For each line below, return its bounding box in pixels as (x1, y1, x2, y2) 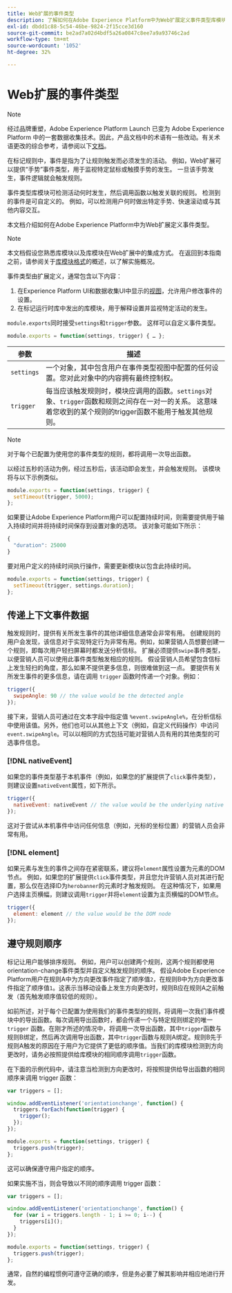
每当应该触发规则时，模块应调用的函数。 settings (46, 386, 206, 395)
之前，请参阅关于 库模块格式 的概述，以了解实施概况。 (7, 257, 159, 265)
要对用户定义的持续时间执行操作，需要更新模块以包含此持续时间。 (7, 561, 195, 570)
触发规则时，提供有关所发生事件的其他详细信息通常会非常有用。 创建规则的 (7, 629, 221, 638)
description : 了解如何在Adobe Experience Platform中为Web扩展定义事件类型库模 (7, 17, 222, 24)
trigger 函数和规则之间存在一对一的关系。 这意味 (59, 396, 218, 406)
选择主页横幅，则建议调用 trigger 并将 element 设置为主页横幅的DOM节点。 (12, 890, 222, 898)
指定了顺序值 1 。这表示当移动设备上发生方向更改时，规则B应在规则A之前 (12, 984, 218, 992)
